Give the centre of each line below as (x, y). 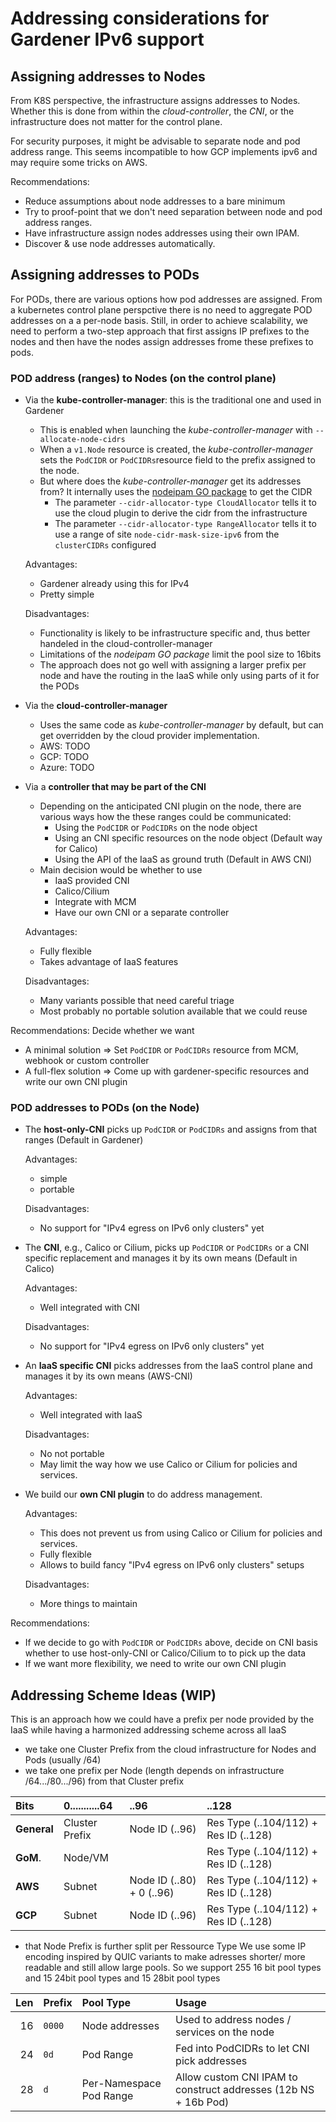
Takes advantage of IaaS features (109, 962)
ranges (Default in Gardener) (84, 1140)
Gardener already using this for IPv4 (114, 584)
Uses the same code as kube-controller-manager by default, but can (181, 725)
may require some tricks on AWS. (79, 162)
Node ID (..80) (163, 1880)
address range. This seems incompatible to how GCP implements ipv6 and (164, 151)
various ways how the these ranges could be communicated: (165, 817)
